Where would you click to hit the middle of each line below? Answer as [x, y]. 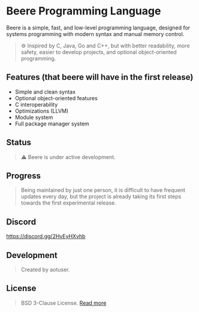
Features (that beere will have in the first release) [100, 77]
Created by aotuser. [45, 269]
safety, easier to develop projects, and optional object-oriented [99, 52]
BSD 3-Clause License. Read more [64, 303]
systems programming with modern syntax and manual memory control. [95, 34]
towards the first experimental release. [69, 203]
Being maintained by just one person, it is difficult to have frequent [103, 190]
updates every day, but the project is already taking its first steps [101, 197]
